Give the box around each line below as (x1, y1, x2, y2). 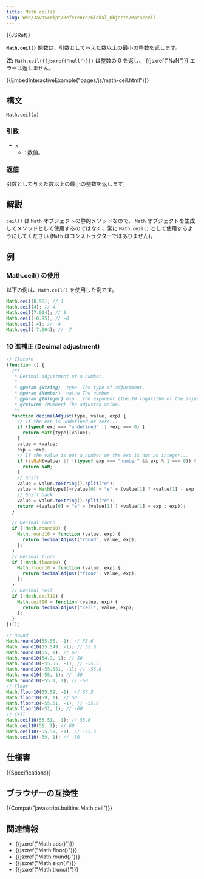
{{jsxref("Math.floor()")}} (15, 847, 78, 854)
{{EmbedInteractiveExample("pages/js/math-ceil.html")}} (6, 77, 149, 84)
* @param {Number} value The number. (14, 390, 113, 397)
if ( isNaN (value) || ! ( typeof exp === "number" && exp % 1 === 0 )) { (17, 458, 197, 464)
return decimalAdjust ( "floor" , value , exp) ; (22, 570, 137, 577)
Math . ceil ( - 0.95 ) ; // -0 (6, 315, 69, 322)
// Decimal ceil (12, 587, 53, 593)
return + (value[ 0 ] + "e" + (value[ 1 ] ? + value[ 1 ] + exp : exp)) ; (17, 503, 186, 509)
